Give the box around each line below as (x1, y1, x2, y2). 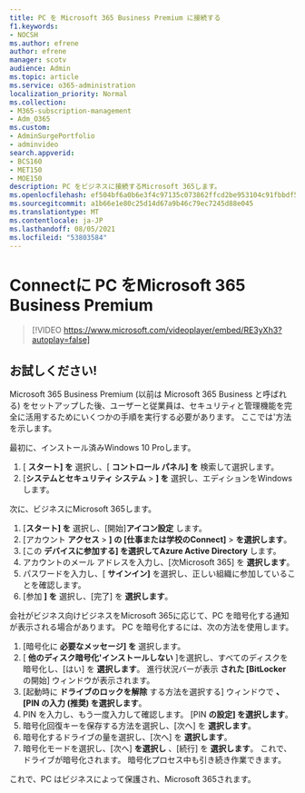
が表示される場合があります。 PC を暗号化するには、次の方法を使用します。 (9, 621, 294, 632)
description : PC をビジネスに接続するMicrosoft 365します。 (9, 183, 221, 192)
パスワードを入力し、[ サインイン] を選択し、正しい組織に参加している (22, 569, 288, 580)
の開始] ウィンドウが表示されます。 (22, 675, 155, 686)
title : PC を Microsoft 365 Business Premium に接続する (9, 13, 221, 23)
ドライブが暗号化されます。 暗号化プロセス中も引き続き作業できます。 (22, 755, 286, 766)
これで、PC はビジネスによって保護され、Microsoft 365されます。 (9, 774, 256, 785)
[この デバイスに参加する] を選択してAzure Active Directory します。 (22, 546, 281, 557)
